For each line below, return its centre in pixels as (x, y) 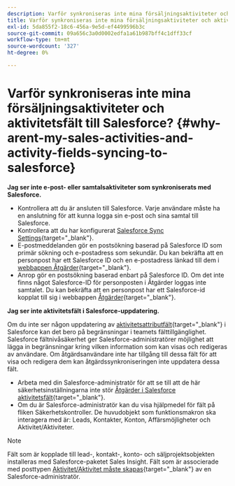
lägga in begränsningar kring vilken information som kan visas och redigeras (117, 346)
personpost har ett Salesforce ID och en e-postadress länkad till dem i (118, 260)
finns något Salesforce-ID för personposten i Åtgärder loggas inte (112, 282)
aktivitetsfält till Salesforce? (91, 123)
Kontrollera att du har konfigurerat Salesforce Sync (91, 230)
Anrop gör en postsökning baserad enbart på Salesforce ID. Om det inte (121, 275)
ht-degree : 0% (28, 53)
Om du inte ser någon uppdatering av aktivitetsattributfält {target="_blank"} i (116, 324)
